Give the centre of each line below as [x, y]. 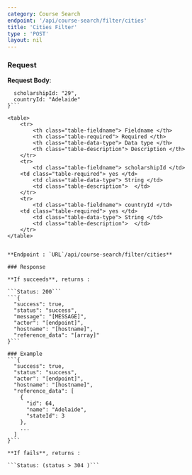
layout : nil [25, 40]
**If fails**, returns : [44, 453]
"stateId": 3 [45, 416]
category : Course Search [44, 14]
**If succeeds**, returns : [49, 280]
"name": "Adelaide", [56, 410]
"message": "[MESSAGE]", [50, 317]
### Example [25, 354]
